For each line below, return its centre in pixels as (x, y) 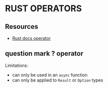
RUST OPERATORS (43, 9)
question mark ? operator (44, 54)
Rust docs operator (31, 38)
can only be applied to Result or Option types (58, 80)
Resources (22, 27)
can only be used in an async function (50, 75)
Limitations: (17, 65)
